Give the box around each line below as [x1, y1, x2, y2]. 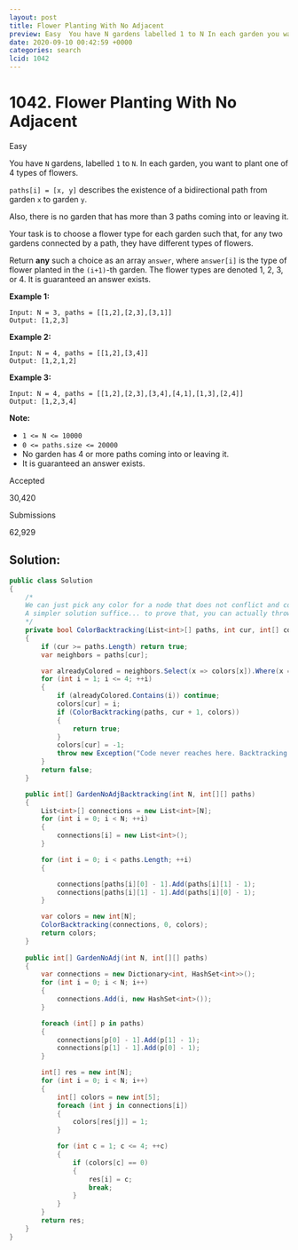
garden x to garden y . [9, 194, 87, 204]
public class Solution [9, 576, 93, 585]
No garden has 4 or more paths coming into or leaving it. [21, 448, 229, 459]
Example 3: [9, 372, 51, 383]
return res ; [41, 1216, 86, 1225]
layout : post [9, 12, 58, 22]
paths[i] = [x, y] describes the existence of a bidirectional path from [9, 184, 268, 195]
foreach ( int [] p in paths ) [41, 1018, 145, 1028]
